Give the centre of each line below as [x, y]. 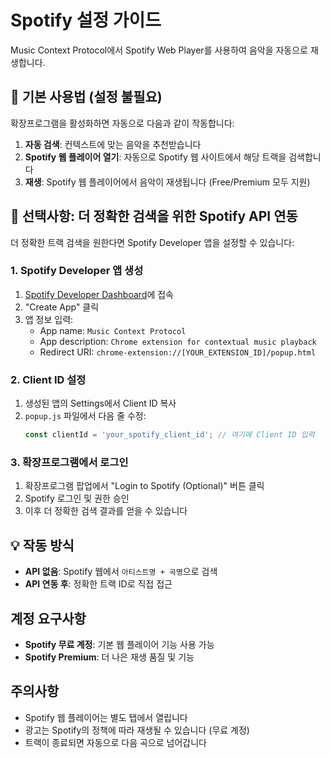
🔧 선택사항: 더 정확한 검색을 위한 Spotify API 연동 [154, 216]
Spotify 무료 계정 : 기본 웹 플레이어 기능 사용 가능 [119, 644]
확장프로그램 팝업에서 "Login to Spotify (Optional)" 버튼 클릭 [144, 486]
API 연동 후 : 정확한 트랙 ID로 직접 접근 [98, 584]
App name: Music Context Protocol [113, 330]
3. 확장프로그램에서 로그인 [69, 462]
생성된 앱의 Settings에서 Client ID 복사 [100, 403]
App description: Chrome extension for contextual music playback [178, 341]
